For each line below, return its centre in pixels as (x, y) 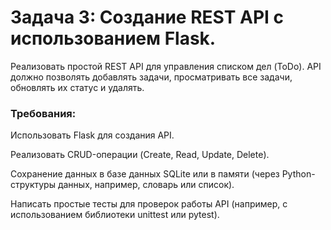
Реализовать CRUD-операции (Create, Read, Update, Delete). (140, 155)
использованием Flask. (113, 38)
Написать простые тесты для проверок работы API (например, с (149, 204)
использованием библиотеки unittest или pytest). (115, 215)
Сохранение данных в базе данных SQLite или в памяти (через (145, 174)
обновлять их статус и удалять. (77, 87)
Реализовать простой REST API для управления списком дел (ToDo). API (166, 66)
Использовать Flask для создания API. (92, 135)
